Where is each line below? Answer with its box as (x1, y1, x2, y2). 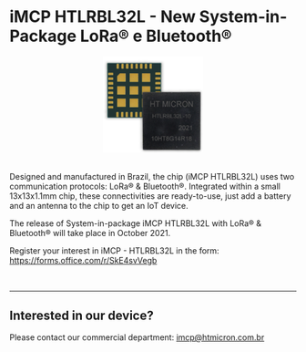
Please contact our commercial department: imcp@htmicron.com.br (9, 332, 265, 343)
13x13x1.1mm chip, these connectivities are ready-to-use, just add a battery (9, 191, 291, 202)
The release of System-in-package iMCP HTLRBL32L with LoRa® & (9, 218, 262, 229)
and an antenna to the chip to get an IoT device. (9, 201, 189, 212)
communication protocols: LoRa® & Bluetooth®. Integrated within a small (9, 181, 280, 192)
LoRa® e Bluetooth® (80, 26, 232, 47)
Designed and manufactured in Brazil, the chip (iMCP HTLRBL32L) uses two (9, 171, 295, 182)
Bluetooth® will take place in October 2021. (9, 228, 171, 239)
